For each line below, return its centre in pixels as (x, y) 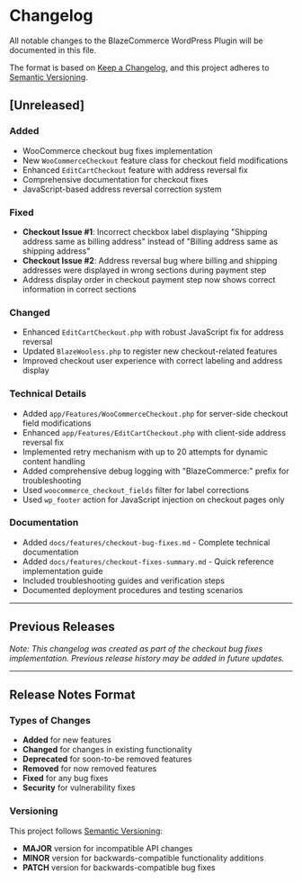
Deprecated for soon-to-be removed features (107, 759)
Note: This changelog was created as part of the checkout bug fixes (136, 648)
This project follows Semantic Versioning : (86, 831)
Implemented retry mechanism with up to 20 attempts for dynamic (145, 452)
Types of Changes (50, 720)
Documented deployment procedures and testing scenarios (133, 589)
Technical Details (48, 394)
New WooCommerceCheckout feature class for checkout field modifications (155, 160)
